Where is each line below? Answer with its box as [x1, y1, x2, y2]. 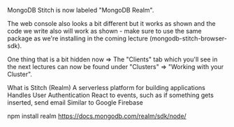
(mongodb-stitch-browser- [149, 34, 227, 43]
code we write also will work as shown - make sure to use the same [7, 27, 203, 35]
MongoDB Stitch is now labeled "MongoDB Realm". [7, 6, 154, 14]
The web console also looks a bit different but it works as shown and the [7, 20, 216, 27]
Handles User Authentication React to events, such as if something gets [7, 91, 214, 99]
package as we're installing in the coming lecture [7, 34, 149, 43]
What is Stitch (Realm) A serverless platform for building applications [7, 84, 206, 91]
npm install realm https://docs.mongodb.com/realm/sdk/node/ [7, 112, 187, 120]
